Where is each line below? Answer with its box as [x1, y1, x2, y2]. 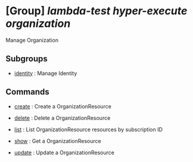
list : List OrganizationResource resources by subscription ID [14, 126, 163, 133]
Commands [5, 87, 50, 97]
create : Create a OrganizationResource [14, 102, 111, 110]
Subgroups [5, 54, 48, 64]
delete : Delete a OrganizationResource [14, 114, 111, 121]
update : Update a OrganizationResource [14, 149, 114, 156]
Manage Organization [5, 36, 59, 43]
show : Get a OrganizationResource [14, 137, 102, 144]
